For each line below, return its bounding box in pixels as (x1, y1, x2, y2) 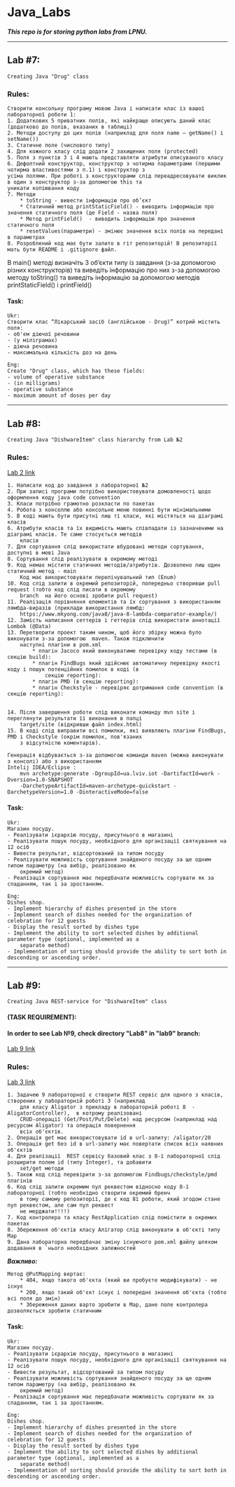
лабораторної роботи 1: (7, 111, 77, 118)
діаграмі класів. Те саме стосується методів (7, 531, 142, 538)
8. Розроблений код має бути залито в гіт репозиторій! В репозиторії (7, 240, 218, 247)
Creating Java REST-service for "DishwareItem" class (7, 998, 168, 1005)
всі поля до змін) (7, 1295, 61, 1303)
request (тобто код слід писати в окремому (7, 586, 136, 593)
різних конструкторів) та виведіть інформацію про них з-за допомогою (7, 266, 220, 274)
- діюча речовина (7, 343, 58, 351)
